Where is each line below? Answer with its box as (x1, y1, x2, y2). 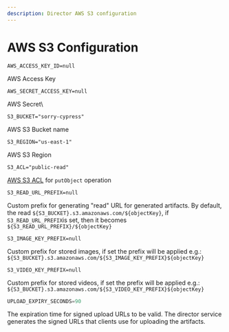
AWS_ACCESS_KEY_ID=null (7, 63, 76, 69)
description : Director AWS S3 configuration (7, 10, 137, 17)
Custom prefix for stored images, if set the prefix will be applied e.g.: (7, 247, 201, 255)
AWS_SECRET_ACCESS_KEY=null (7, 87, 88, 95)
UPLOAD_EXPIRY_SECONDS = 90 (7, 298, 81, 305)
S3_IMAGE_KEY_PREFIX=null (7, 235, 81, 242)
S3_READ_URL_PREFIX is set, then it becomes (7, 216, 127, 224)
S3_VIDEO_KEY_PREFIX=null (7, 266, 81, 274)
